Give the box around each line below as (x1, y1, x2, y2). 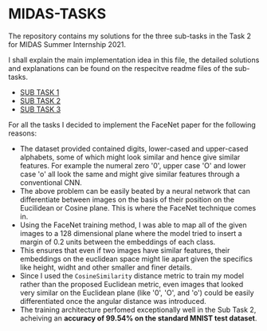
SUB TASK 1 (19, 87, 60, 97)
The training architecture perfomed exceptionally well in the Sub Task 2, (19, 305, 257, 314)
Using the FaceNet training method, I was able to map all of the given (19, 220, 247, 230)
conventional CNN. (19, 177, 82, 187)
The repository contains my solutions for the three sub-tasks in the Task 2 (8, 31, 251, 41)
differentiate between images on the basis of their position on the (19, 195, 235, 204)
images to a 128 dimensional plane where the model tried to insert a (19, 228, 242, 238)
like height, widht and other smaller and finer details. (19, 262, 193, 272)
